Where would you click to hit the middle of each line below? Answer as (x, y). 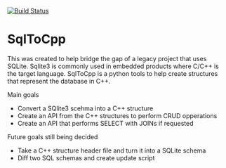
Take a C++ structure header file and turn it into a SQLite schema (112, 150)
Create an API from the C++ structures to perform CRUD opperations (117, 115)
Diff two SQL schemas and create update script (86, 157)
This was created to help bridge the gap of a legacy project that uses (107, 58)
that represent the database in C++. (59, 81)
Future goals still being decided (53, 136)
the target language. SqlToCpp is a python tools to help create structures (113, 73)
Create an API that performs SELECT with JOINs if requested (106, 123)
